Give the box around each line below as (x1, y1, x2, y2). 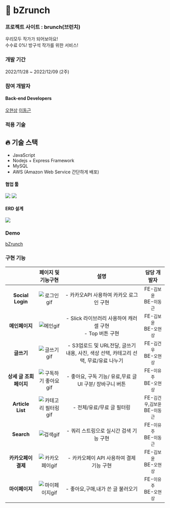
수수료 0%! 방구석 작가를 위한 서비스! (5, 42, 78, 49)
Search (12, 431, 30, 438)
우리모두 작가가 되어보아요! (5, 36, 58, 42)
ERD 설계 (5, 206, 24, 212)
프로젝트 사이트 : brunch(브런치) (5, 24, 81, 31)
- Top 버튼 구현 (84, 330, 119, 337)
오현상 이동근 (5, 107, 31, 113)
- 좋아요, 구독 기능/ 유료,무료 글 (66, 373, 137, 380)
